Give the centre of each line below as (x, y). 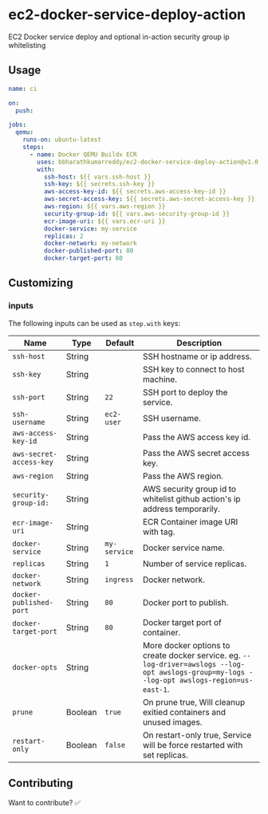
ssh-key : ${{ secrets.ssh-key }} (99, 184)
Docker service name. (183, 548)
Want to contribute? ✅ (45, 802)
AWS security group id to (189, 489)
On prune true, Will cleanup (194, 702)
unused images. (172, 722)
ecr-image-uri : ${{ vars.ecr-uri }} (104, 221)
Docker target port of (182, 622)
